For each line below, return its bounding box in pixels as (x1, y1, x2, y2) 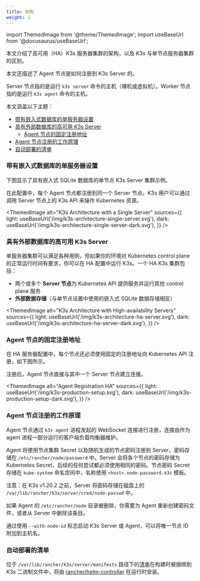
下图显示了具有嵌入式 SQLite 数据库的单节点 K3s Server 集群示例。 (6, 176, 171, 183)
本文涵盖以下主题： (6, 102, 54, 110)
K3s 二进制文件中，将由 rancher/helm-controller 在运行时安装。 (6, 568, 163, 575)
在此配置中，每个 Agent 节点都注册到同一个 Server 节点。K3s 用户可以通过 (6, 189, 190, 196)
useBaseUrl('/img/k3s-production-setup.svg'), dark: (6, 389, 134, 396)
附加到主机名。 (6, 529, 43, 537)
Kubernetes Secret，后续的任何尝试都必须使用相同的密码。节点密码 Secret (6, 461, 190, 468)
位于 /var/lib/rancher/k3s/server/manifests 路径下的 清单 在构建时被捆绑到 (6, 561, 192, 568)
